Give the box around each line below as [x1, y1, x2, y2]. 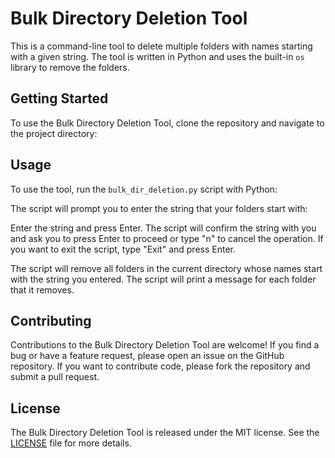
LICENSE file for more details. [10, 437, 132, 449]
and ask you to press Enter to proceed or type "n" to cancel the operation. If [10, 232, 324, 244]
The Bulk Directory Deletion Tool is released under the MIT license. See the [10, 427, 320, 439]
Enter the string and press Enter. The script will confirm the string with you [10, 222, 317, 234]
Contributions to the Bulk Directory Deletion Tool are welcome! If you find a [10, 339, 320, 351]
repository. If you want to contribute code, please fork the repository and [10, 360, 311, 372]
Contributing [10, 312, 92, 329]
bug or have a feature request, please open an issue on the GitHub [10, 350, 285, 362]
